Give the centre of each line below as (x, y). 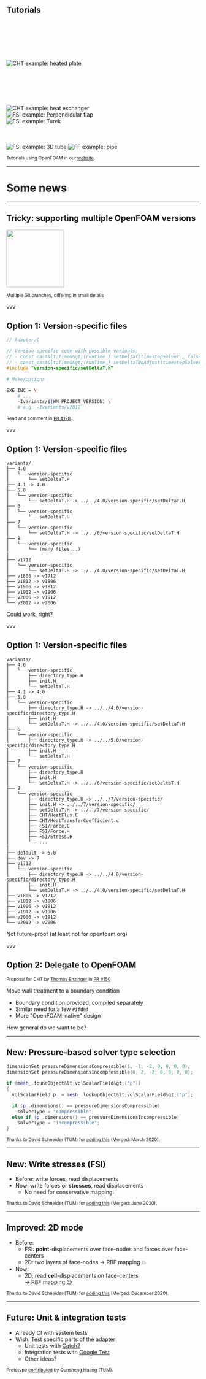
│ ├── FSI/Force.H (38, 831)
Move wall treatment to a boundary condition (63, 991)
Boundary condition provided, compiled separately (79, 1002)
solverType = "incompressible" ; (59, 1123)
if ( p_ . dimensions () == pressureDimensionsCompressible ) (86, 1106)
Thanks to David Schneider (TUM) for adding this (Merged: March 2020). (83, 1140)
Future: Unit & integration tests (66, 1318)
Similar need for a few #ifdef (52, 1009)
